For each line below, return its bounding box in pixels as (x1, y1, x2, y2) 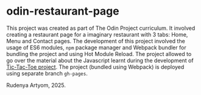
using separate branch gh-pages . (6, 69, 88, 77)
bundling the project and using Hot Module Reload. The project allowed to (6, 50, 192, 57)
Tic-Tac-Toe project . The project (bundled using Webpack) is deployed (6, 63, 185, 71)
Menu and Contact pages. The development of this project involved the (6, 37, 186, 44)
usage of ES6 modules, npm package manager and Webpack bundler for (6, 44, 187, 51)
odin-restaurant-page (6, 4, 120, 18)
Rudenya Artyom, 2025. (6, 81, 66, 89)
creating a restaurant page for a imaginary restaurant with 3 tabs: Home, (6, 30, 188, 38)
